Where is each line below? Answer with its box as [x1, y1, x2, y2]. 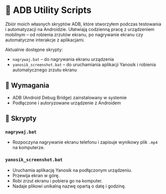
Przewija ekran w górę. [12, 172, 60, 179]
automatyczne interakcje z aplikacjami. [5, 37, 85, 43]
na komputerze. [12, 145, 45, 151]
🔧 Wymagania [5, 81, 49, 90]
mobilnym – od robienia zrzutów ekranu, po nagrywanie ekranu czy [5, 31, 144, 37]
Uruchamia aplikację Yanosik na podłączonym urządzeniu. [12, 167, 133, 173]
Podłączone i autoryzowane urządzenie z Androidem [12, 100, 121, 106]
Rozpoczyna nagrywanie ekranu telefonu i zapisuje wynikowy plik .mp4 [12, 139, 158, 145]
